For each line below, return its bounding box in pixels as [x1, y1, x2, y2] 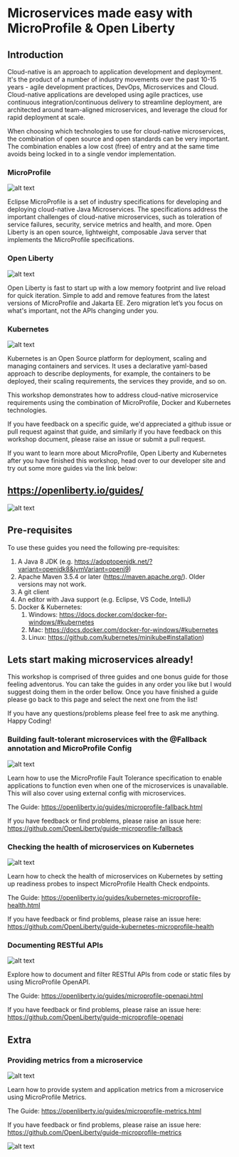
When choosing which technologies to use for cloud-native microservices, [7, 127, 225, 135]
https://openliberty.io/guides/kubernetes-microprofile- [41, 893, 201, 901]
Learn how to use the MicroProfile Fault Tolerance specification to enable [7, 773, 223, 782]
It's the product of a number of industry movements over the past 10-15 [7, 75, 217, 84]
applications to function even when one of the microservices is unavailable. [7, 781, 229, 790]
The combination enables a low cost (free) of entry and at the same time [7, 142, 219, 151]
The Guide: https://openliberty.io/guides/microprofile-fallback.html [7, 802, 203, 811]
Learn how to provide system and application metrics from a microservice [7, 1085, 224, 1093]
